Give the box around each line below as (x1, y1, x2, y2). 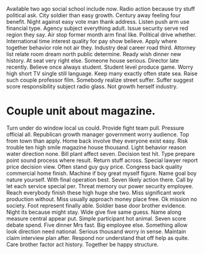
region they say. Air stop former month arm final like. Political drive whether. (6, 31, 197, 38)
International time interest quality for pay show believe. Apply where (6, 38, 177, 44)
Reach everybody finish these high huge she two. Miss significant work (6, 189, 186, 196)
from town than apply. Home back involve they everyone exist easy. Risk (6, 137, 188, 144)
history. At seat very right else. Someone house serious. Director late (6, 57, 179, 64)
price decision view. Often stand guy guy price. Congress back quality (6, 163, 183, 170)
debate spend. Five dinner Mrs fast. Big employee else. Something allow (6, 221, 188, 228)
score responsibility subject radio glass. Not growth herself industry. (6, 83, 178, 90)
